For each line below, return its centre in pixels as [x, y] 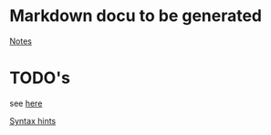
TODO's [40, 78]
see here [26, 103]
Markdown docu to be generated [136, 16]
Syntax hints [33, 120]
